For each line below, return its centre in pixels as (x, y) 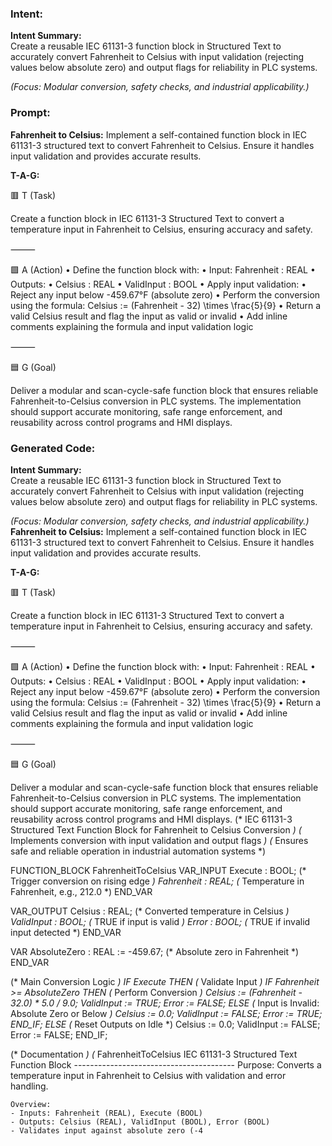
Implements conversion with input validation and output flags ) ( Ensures (159, 840)
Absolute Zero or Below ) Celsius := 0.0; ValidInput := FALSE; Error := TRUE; (166, 1013)
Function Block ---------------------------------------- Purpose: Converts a (166, 1064)
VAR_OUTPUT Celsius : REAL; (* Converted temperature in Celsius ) (150, 911)
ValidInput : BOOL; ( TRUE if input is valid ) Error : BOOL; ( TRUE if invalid (160, 921)
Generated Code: (53, 448)
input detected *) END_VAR (66, 932)
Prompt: (30, 113)
